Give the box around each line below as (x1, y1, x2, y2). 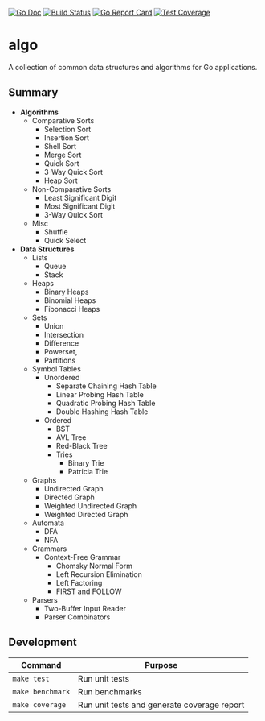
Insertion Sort (43, 133, 90, 143)
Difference (43, 338, 79, 348)
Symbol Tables (31, 363, 82, 374)
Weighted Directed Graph (43, 509, 128, 519)
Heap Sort (43, 176, 78, 185)
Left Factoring (55, 578, 103, 587)
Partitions (43, 355, 76, 365)
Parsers (31, 595, 58, 604)
